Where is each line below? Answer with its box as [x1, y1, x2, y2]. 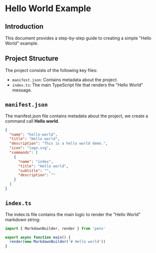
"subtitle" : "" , [18, 168, 51, 173]
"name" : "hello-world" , [9, 132, 58, 137]
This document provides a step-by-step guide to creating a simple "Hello [5, 35, 152, 41]
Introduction [5, 22, 44, 31]
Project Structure [5, 54, 58, 63]
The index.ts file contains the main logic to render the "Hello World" [5, 211, 141, 217]
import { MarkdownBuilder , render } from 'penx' [5, 226, 106, 231]
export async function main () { [5, 235, 71, 240]
